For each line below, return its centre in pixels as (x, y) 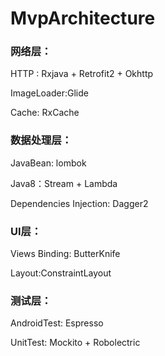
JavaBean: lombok (48, 163)
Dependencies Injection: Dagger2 (79, 203)
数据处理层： (41, 140)
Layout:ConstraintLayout (61, 273)
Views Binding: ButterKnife (65, 254)
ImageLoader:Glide (49, 93)
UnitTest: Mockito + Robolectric (75, 343)
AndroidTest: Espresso (57, 323)
